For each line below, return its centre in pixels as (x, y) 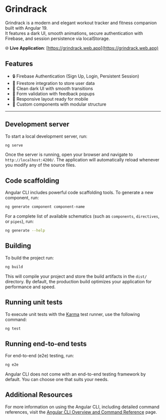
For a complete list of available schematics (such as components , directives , (82, 216)
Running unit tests (34, 302)
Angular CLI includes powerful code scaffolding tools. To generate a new (79, 192)
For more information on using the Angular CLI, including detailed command (82, 407)
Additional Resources (39, 395)
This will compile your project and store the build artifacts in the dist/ (76, 276)
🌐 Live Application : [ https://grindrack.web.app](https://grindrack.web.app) (82, 48)
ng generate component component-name (45, 207)
